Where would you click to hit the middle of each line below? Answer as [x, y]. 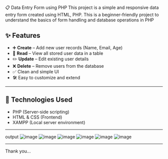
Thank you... [18, 151]
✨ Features [23, 36]
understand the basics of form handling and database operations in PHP [79, 20]
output [12, 137]
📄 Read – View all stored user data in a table [58, 53]
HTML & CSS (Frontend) [37, 117]
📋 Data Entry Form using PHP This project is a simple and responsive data [82, 7]
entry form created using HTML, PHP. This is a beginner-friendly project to [82, 15]
